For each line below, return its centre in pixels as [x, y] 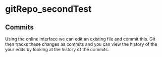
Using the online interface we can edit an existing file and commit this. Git [80, 39]
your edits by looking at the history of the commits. [57, 49]
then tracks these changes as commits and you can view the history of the [81, 44]
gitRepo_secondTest [48, 9]
